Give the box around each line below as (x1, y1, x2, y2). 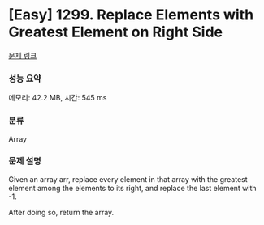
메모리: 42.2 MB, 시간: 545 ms (8, 93, 107, 103)
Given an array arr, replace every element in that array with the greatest (8, 174, 248, 184)
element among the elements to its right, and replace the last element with (8, 183, 258, 193)
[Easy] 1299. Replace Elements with (8, 6, 254, 24)
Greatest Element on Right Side (8, 23, 223, 41)
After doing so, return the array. (8, 207, 115, 217)
